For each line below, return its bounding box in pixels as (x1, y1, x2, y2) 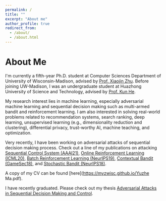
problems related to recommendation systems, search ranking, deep (5, 114, 145, 120)
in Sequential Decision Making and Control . (5, 190, 93, 196)
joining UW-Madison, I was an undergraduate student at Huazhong (5, 83, 142, 89)
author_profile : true (5, 21, 50, 26)
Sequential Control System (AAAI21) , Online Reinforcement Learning (5, 150, 145, 156)
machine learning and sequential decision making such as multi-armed (5, 103, 150, 109)
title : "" (5, 12, 26, 17)
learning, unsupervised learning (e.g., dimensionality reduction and (5, 119, 142, 125)
